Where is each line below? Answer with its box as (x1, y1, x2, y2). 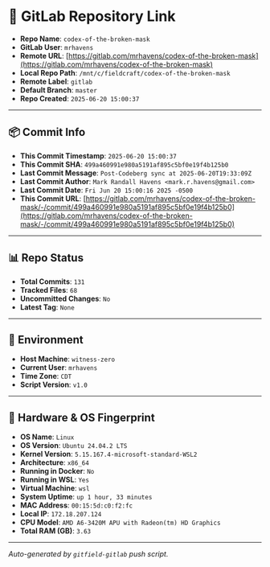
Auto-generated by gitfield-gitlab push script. (8, 549, 169, 559)
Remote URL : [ (19, 51, 69, 60)
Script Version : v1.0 (19, 380, 88, 389)
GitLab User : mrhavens (19, 42, 94, 51)
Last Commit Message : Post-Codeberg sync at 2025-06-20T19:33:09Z (19, 168, 252, 178)
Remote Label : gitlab (19, 76, 93, 86)
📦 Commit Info (8, 125, 86, 139)
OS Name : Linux (19, 432, 75, 442)
